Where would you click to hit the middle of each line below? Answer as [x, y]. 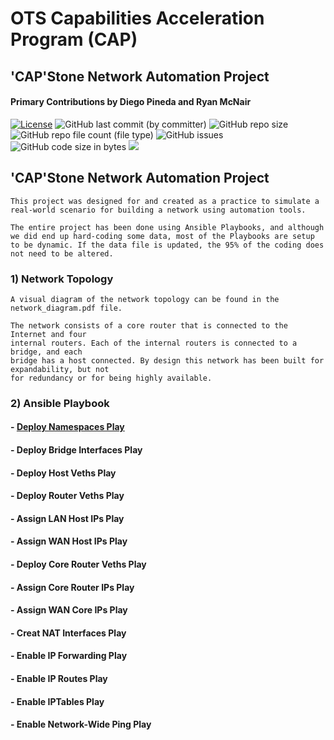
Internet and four [48, 334]
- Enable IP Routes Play [59, 678]
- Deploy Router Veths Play [67, 496]
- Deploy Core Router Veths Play [78, 564]
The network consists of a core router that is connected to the [149, 325]
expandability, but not [60, 369]
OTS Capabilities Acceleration [137, 18]
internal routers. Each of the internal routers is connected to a [154, 343]
